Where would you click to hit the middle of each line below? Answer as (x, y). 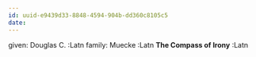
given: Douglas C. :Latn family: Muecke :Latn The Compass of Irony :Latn (128, 45)
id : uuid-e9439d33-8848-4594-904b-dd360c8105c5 (88, 15)
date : (17, 23)
